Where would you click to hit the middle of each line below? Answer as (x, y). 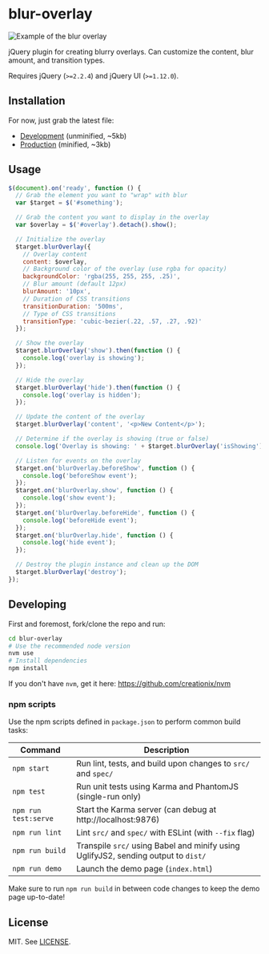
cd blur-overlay (35, 638)
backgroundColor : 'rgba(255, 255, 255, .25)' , (102, 277)
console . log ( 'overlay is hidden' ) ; (82, 395)
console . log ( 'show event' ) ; (69, 498)
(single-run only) (108, 797)
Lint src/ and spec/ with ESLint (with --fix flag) (165, 833)
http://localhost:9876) (118, 820)
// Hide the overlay (50, 380)
